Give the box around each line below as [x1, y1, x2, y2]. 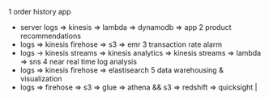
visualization [19, 74, 62, 83]
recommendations [19, 31, 81, 40]
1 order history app [8, 7, 71, 16]
